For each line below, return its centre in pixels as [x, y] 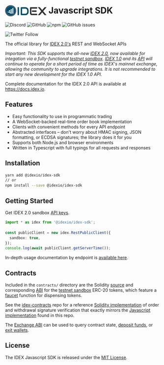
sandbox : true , [25, 238]
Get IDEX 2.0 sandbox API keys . [37, 213]
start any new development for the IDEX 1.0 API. [54, 74]
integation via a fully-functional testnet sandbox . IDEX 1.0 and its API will [79, 59]
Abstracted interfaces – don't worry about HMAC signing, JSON [77, 132]
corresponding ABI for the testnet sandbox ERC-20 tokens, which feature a [81, 290]
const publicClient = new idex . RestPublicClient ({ [58, 233]
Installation [23, 163]
